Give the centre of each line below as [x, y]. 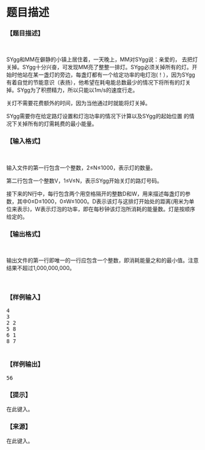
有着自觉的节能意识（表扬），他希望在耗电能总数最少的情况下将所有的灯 [96, 83]
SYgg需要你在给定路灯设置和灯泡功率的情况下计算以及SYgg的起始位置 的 [98, 116]
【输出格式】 [25, 234]
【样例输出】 [25, 364]
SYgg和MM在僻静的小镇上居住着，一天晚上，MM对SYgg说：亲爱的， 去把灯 [102, 59]
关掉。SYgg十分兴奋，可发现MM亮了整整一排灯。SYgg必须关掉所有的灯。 [99, 67]
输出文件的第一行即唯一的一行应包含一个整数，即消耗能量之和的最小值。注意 [103, 260]
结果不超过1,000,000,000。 [41, 268]
